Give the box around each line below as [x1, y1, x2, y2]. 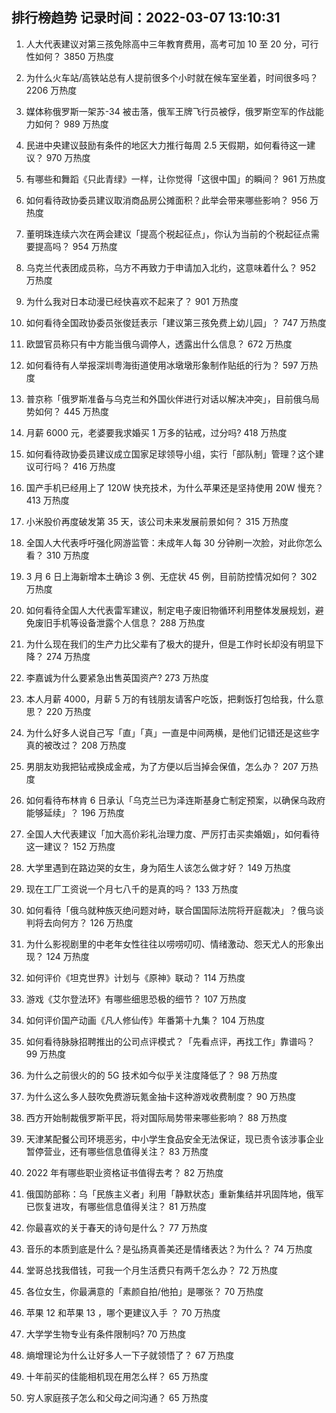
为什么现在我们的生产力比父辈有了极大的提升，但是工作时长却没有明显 [25, 638, 316, 650]
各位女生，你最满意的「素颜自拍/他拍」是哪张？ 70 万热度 [25, 1285, 264, 1297]
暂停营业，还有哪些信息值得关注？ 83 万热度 [25, 1145, 209, 1157]
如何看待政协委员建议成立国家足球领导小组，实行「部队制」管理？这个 [25, 448, 316, 460]
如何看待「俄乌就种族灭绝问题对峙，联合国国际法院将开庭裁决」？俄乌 [25, 904, 316, 916]
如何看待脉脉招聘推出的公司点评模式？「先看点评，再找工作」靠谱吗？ [25, 1035, 316, 1047]
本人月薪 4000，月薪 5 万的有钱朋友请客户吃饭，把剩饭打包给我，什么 [25, 693, 316, 705]
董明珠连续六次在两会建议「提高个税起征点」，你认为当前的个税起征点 [25, 228, 311, 240]
